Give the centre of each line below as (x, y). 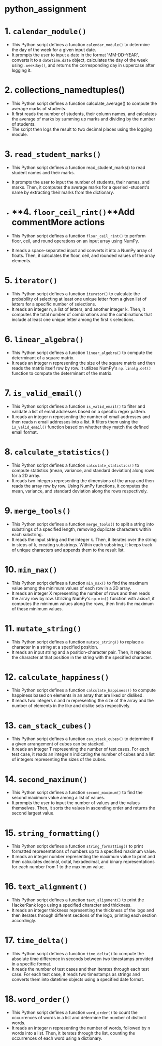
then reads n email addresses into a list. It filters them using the (75, 422)
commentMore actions (58, 222)
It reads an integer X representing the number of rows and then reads (81, 593)
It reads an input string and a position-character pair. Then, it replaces (81, 652)
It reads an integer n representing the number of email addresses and (81, 417)
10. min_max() (31, 569)
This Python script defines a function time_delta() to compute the (78, 954)
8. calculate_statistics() (57, 451)
